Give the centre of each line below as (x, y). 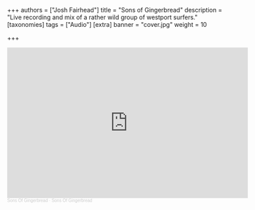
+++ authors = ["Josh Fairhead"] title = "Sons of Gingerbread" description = (115, 10)
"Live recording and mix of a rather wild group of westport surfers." (102, 17)
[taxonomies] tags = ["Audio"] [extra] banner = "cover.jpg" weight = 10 (107, 24)
